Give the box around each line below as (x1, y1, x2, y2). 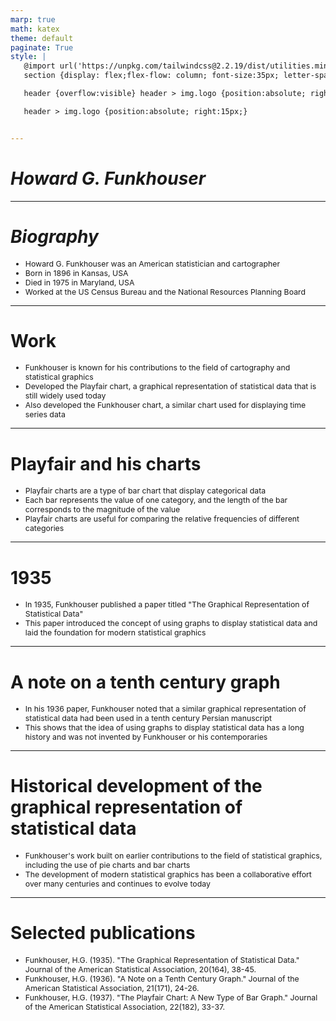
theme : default (10, 33, 74, 43)
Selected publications (10, 922, 196, 945)
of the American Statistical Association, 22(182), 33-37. (24, 1002, 226, 1013)
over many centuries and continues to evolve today (24, 879, 211, 890)
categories (24, 523, 65, 534)
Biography (10, 225, 99, 248)
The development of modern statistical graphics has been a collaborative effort (24, 869, 312, 880)
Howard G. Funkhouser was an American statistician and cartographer (24, 258, 281, 269)
